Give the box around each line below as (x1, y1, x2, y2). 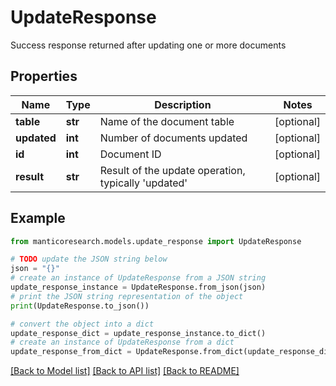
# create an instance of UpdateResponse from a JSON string (10, 273, 267, 283)
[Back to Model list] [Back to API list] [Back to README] (10, 365, 240, 377)
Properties (10, 68, 78, 85)
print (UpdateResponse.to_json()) (10, 301, 150, 311)
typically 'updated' (99, 176, 188, 190)
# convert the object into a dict (10, 319, 155, 329)
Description (154, 97, 212, 111)
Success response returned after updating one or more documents (10, 39, 287, 51)
